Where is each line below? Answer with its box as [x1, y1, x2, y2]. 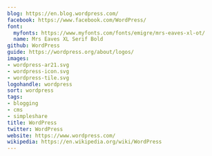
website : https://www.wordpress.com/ [7, 132, 116, 139]
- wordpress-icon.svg [7, 68, 70, 75]
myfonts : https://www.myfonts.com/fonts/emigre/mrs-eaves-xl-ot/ [13, 29, 206, 37]
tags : [7, 94, 23, 101]
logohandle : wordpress [7, 81, 73, 88]
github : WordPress [7, 42, 60, 49]
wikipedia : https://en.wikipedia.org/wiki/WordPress [7, 139, 162, 146]
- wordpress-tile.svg [7, 74, 70, 81]
